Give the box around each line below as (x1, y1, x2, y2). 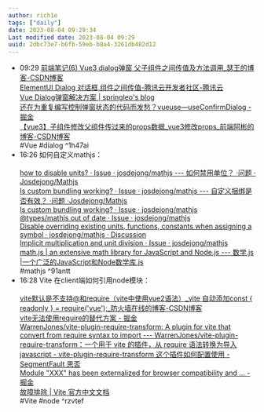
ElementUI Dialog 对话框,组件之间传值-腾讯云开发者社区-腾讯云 (19, 83, 224, 93)
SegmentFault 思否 (19, 359, 81, 369)
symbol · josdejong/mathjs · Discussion (19, 230, 147, 239)
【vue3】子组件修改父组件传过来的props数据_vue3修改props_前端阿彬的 (19, 122, 255, 132)
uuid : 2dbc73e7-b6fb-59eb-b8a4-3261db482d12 (8, 41, 156, 49)
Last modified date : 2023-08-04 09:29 (8, 33, 135, 42)
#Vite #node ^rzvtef (19, 396, 84, 406)
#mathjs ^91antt (19, 266, 71, 275)
